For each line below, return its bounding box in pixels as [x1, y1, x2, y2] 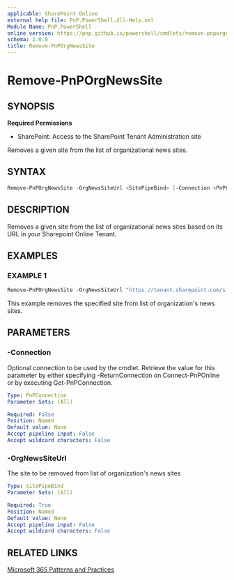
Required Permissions [7, 119, 72, 127]
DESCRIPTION [7, 204, 70, 216]
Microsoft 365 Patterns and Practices [7, 565, 115, 574]
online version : [7, 29, 54, 37]
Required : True [7, 501, 52, 509]
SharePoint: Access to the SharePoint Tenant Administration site [17, 132, 202, 140]
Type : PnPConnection [7, 392, 68, 399]
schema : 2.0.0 [7, 36, 49, 43]
